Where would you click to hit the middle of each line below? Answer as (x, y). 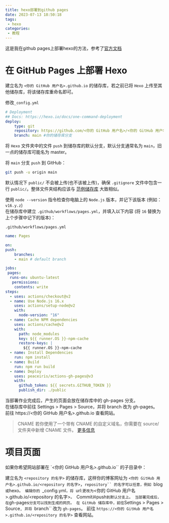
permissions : (25, 282)
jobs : (11, 268)
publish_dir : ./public (42, 390)
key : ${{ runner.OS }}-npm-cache (54, 338)
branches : (25, 254)
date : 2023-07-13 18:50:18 (33, 15)
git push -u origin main (31, 172)
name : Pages (18, 236)
